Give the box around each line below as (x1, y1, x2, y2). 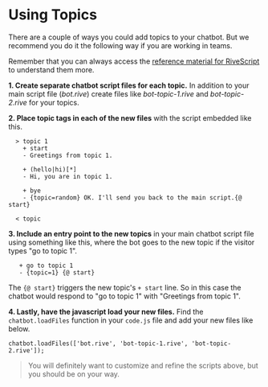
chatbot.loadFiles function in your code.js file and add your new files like (8, 315, 254, 325)
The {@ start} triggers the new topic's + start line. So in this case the (8, 282, 242, 292)
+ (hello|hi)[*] (22, 165, 78, 174)
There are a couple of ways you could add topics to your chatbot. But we (8, 32, 250, 42)
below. (8, 323, 30, 333)
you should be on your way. (27, 368, 120, 379)
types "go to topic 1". (8, 245, 78, 255)
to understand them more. (8, 64, 95, 74)
